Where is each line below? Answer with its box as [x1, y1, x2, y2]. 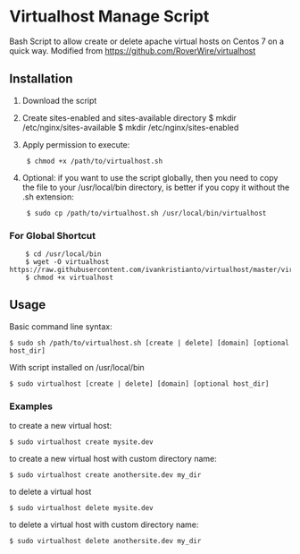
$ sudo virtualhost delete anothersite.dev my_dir [9, 537, 202, 546]
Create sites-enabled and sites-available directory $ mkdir [21, 112, 237, 123]
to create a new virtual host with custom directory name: [9, 454, 217, 465]
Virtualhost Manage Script [9, 6, 210, 27]
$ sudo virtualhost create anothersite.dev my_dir [9, 471, 202, 480]
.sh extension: [21, 191, 74, 202]
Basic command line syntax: [9, 320, 113, 332]
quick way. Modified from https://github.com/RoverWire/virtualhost [9, 45, 256, 55]
